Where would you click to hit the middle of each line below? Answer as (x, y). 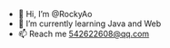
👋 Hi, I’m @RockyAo (55, 14)
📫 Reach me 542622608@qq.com (84, 34)
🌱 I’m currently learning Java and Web (90, 24)
